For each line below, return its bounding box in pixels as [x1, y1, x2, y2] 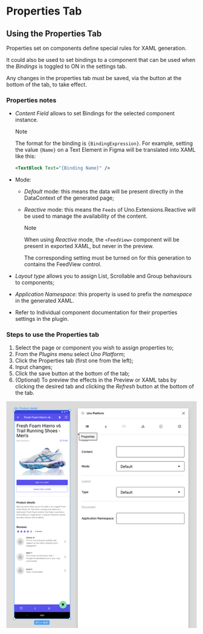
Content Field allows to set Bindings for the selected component [14, 110, 175, 117]
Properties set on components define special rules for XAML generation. [6, 44, 187, 52]
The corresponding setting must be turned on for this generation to [24, 254, 192, 261]
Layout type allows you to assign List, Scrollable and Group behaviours [14, 272, 192, 280]
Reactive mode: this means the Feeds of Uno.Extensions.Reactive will [24, 206, 196, 214]
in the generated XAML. [14, 297, 74, 305]
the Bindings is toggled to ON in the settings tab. [6, 62, 127, 70]
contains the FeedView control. [24, 261, 101, 268]
